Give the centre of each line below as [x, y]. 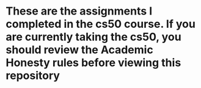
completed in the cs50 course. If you [101, 24]
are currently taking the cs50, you [93, 37]
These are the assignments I [79, 11]
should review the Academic [79, 50]
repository [33, 76]
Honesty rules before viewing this [93, 63]
